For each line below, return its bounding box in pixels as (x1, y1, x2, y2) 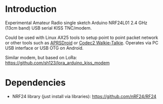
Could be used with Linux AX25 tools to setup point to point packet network (5, 35, 159, 40)
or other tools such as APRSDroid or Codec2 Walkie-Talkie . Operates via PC (5, 39, 159, 45)
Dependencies (5, 77, 66, 88)
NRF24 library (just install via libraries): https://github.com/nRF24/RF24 (12, 93, 157, 99)
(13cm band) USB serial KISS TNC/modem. (5, 25, 92, 31)
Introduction (5, 3, 57, 15)
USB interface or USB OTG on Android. (5, 45, 84, 51)
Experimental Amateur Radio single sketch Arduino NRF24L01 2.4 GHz (5, 20, 148, 26)
